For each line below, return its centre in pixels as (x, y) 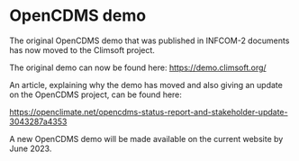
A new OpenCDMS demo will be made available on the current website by (146, 139)
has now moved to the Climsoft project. (82, 49)
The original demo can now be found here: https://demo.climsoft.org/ (138, 67)
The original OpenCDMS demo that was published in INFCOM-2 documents (149, 40)
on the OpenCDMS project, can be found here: (96, 94)
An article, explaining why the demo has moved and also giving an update (146, 85)
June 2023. (31, 148)
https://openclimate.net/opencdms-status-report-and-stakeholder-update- (149, 112)
